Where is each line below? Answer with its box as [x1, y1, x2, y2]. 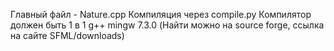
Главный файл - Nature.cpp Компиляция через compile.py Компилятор [10, 9, 312, 20]
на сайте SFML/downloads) [10, 30, 125, 41]
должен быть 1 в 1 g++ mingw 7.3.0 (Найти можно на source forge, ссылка [10, 19, 325, 31]
